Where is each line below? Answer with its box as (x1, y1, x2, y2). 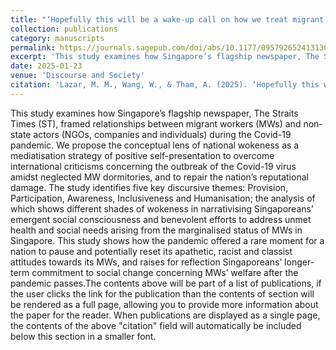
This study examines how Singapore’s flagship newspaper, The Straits (10, 107, 299, 119)
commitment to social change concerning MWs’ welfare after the (31, 266, 299, 278)
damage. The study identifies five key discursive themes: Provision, (10, 181, 289, 193)
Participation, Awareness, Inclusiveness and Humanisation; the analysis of (10, 192, 316, 204)
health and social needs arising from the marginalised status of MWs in (10, 224, 303, 236)
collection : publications (10, 24, 118, 34)
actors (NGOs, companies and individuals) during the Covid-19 (33, 128, 292, 140)
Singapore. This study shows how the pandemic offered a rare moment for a (10, 234, 325, 246)
